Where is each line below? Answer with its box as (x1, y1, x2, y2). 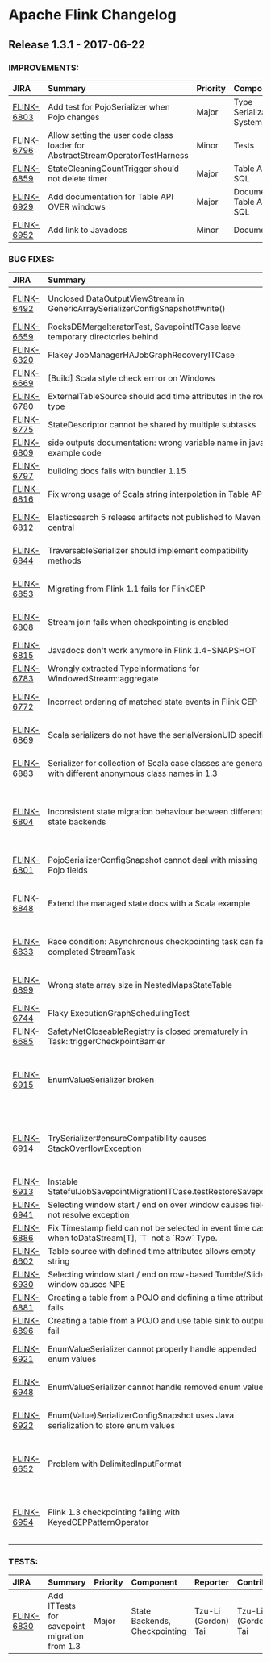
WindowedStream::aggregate (48, 673, 159, 685)
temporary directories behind (48, 331, 159, 343)
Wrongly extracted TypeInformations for (48, 663, 200, 674)
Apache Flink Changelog (8, 6, 177, 24)
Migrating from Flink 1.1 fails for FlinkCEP (48, 583, 206, 594)
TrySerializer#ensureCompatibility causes (48, 1133, 207, 1144)
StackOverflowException (48, 1143, 142, 1154)
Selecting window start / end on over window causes (48, 1199, 248, 1210)
